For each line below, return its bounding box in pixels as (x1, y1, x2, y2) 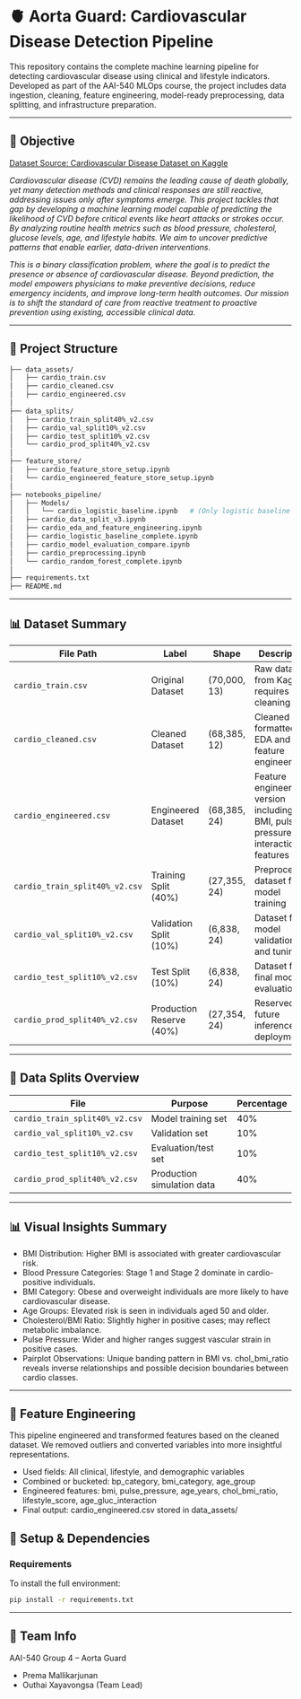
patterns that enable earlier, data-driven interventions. (9, 241, 211, 252)
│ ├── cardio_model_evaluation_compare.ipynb (9, 539, 191, 549)
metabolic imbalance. (21, 1324, 102, 1335)
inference (254, 1020, 295, 1031)
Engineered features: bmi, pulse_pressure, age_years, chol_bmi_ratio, (21, 1485, 279, 1496)
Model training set (150, 1112, 228, 1125)
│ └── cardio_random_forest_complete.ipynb (9, 556, 182, 565)
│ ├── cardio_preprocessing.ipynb (9, 548, 146, 557)
